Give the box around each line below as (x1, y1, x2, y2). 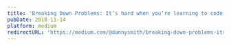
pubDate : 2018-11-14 (7, 16, 67, 23)
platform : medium (7, 22, 57, 29)
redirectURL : (7, 28, 45, 36)
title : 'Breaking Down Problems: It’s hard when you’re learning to (7, 9, 208, 17)
